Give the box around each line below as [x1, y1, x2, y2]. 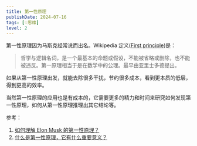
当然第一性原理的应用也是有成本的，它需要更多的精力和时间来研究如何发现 [6, 94, 186, 101]
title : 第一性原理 [6, 8, 47, 15]
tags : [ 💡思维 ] [6, 19, 39, 25]
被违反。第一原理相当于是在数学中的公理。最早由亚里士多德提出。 [20, 62, 180, 69]
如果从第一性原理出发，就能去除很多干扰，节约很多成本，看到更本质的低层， [6, 74, 191, 81]
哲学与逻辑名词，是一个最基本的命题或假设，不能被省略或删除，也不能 [20, 54, 191, 62]
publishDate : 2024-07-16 [6, 14, 67, 20]
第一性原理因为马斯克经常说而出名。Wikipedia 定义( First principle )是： [6, 42, 176, 49]
